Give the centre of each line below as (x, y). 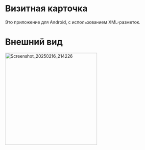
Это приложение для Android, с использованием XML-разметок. (73, 22)
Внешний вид (34, 42)
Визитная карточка (46, 9)
